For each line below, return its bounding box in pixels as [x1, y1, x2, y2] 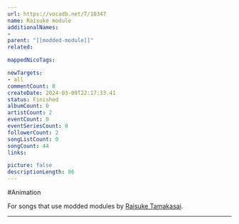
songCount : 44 [7, 142, 50, 150]
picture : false [7, 162, 53, 169]
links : [7, 149, 27, 156]
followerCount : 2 [7, 129, 59, 136]
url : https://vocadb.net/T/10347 [7, 10, 107, 18]
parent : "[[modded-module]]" [7, 37, 94, 44]
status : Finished [7, 96, 59, 103]
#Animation [7, 188, 41, 196]
